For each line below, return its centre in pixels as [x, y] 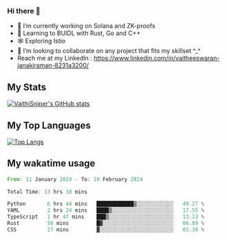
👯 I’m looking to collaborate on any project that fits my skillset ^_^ [109, 51]
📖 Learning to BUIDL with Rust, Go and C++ [79, 33]
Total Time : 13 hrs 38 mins [47, 192]
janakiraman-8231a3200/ [53, 65]
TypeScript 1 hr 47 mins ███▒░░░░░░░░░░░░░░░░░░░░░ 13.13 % [106, 217]
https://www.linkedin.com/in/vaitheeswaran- [157, 58]
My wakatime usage [51, 163]
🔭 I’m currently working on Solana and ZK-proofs [86, 26]
